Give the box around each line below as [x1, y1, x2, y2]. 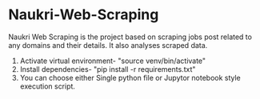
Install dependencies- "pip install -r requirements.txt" [19, 64, 196, 73]
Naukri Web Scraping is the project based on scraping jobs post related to [8, 32, 252, 42]
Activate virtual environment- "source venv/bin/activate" [19, 56, 206, 65]
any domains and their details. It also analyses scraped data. [8, 40, 208, 49]
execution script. [19, 81, 76, 91]
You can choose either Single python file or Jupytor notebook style [19, 73, 242, 82]
